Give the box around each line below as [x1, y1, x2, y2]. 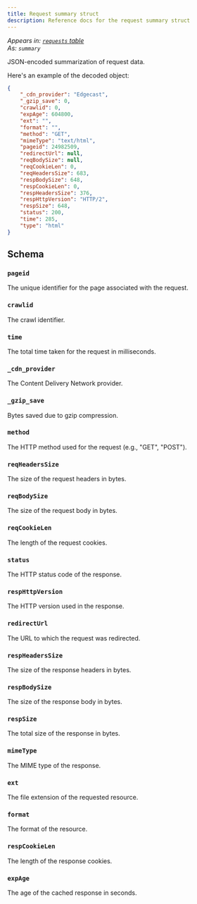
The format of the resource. [7, 825, 88, 834]
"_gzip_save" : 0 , [20, 98, 71, 105]
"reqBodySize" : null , [20, 156, 83, 164]
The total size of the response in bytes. [7, 729, 121, 738]
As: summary [7, 44, 41, 52]
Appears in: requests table [7, 36, 84, 44]
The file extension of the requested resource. [7, 793, 139, 802]
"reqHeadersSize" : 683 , [20, 170, 90, 177]
